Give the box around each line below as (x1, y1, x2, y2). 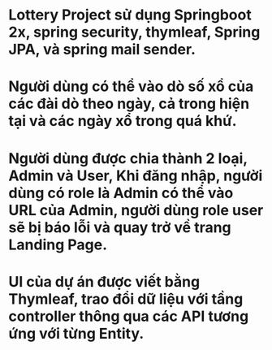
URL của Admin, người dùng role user (8, 201, 264, 219)
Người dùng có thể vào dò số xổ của (8, 77, 254, 96)
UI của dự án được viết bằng (8, 272, 201, 291)
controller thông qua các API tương (8, 307, 249, 326)
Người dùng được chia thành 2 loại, (8, 149, 248, 167)
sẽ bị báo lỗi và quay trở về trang (8, 218, 231, 236)
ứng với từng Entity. (8, 324, 145, 343)
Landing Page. (8, 235, 108, 253)
